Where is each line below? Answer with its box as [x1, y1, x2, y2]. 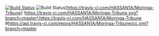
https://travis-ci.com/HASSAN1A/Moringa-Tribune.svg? [24, 10, 139, 16]
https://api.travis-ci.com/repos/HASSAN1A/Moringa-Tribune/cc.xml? [7, 20, 149, 26]
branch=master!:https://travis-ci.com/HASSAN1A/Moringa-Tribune [5, 15, 142, 21]
